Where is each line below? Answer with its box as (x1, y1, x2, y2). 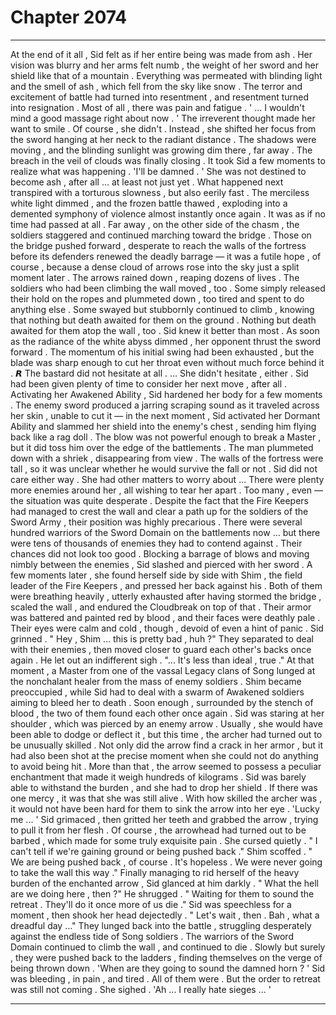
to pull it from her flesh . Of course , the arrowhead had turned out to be (10, 824, 307, 836)
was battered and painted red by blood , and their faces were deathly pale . (10, 611, 321, 623)
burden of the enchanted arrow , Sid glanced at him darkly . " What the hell (10, 877, 320, 889)
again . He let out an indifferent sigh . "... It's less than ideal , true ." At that (10, 654, 315, 666)
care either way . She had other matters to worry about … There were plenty (10, 473, 325, 485)
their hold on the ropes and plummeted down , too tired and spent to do (10, 292, 305, 305)
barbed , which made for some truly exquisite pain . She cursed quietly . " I (10, 834, 318, 846)
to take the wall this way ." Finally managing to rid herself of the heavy (10, 866, 300, 878)
